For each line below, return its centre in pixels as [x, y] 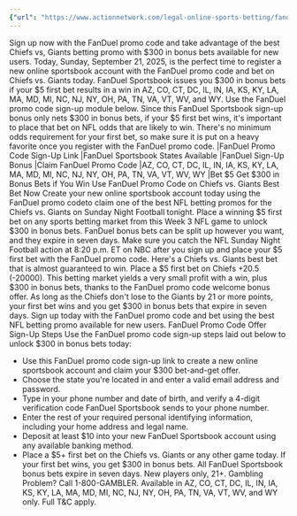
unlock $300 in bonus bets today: [71, 343]
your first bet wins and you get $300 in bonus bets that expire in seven [138, 305]
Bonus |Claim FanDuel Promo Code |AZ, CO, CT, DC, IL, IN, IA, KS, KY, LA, [144, 165]
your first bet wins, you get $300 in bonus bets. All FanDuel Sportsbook [152, 464]
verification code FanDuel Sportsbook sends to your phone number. [145, 407]
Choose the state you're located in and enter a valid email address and [151, 379]
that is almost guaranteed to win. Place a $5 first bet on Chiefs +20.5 [134, 268]
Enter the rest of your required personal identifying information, [137, 417]
